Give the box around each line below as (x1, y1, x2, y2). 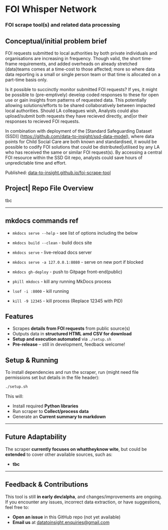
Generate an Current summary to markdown (12, 414, 106, 420)
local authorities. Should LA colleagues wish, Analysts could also (5, 108, 139, 114)
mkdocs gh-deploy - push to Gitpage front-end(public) (12, 269, 122, 275)
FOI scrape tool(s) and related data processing (5, 22, 120, 29)
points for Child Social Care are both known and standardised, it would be (5, 139, 157, 145)
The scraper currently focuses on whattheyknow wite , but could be (5, 446, 147, 452)
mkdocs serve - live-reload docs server (12, 249, 92, 255)
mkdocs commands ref (5, 217, 78, 225)
